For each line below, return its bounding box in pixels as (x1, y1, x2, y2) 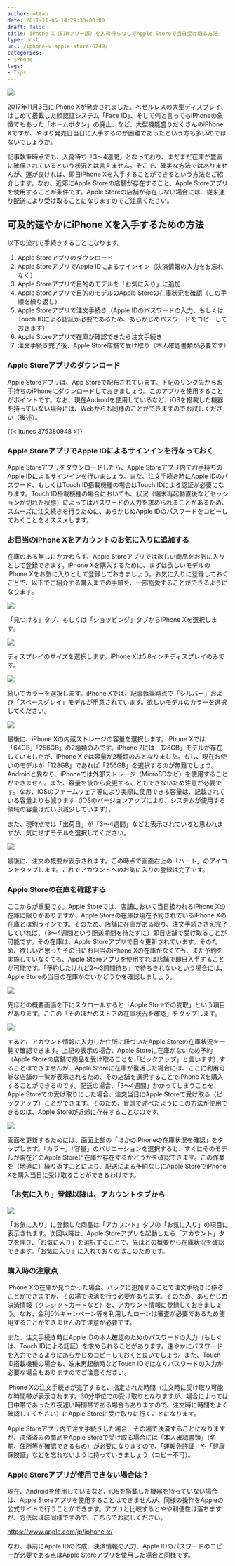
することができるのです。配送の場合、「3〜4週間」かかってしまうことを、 (7, 1081, 220, 1089)
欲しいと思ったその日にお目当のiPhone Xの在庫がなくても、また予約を (19, 945, 223, 955)
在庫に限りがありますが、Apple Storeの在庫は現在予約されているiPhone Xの (7, 910, 227, 920)
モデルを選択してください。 (50, 829, 130, 837)
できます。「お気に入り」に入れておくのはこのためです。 (7, 1247, 169, 1255)
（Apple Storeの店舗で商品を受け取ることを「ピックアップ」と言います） (7, 1054, 220, 1063)
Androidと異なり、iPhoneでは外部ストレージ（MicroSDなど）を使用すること (7, 770, 229, 778)
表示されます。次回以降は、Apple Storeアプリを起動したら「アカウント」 (7, 1229, 219, 1237)
